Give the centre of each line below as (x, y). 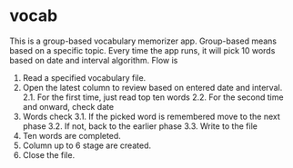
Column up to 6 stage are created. (87, 145)
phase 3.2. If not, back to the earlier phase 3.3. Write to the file (140, 126)
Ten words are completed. (71, 135)
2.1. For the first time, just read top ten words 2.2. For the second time (153, 97)
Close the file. (49, 154)
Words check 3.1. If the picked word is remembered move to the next (151, 116)
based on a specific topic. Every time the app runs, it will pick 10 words (142, 50)
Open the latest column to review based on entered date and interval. (152, 87)
